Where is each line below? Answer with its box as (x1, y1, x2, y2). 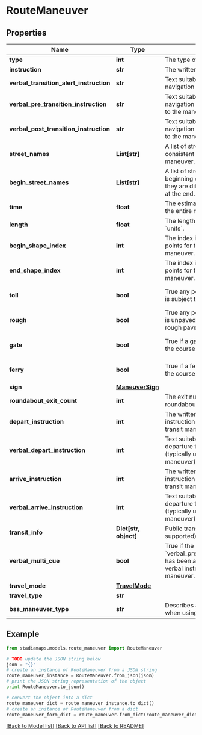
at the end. (165, 190, 195, 197)
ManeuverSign (116, 383, 159, 391)
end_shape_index (9, 266, 61, 274)
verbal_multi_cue (9, 557, 60, 565)
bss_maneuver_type (9, 605, 69, 613)
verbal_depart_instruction (9, 446, 86, 454)
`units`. (165, 224, 185, 232)
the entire (165, 207, 192, 215)
